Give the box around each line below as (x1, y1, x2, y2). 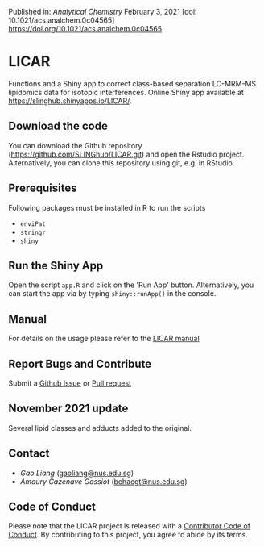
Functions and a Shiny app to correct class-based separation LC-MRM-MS (8, 78, 257, 88)
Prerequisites (8, 182, 77, 195)
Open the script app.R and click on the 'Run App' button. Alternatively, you (8, 280, 254, 290)
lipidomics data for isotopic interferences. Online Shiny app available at (8, 87, 244, 97)
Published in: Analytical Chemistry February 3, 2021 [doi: (8, 7, 197, 16)
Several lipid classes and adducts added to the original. (8, 423, 192, 432)
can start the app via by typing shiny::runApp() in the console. (8, 289, 217, 299)
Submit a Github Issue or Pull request (8, 378, 131, 388)
